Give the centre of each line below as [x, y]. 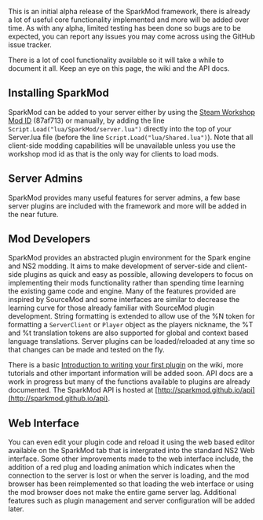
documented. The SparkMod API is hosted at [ [83, 390]
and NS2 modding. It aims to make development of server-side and [117, 266]
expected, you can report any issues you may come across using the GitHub [131, 36]
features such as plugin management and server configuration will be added [131, 501]
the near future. [33, 214]
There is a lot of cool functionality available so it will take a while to [116, 60]
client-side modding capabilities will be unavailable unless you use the [122, 146]
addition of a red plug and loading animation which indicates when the [122, 467]
